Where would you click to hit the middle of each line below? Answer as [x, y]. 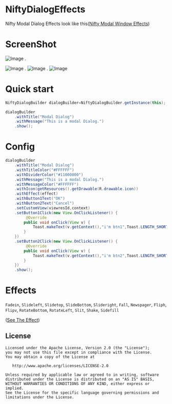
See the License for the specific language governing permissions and [82, 393]
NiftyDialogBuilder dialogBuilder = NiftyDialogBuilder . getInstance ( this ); [86, 103]
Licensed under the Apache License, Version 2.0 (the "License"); [78, 348]
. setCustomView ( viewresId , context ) [52, 208]
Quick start [29, 89]
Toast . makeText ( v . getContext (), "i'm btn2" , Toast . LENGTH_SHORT [100, 256]
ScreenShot [31, 44]
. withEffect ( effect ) [36, 194]
